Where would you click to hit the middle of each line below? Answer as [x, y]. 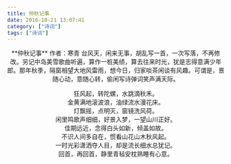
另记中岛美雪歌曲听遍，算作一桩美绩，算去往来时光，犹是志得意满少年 [122, 62]
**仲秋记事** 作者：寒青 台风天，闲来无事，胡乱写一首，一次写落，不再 [113, 53]
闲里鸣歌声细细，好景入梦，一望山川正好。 [116, 120]
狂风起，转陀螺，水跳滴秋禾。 [116, 94]
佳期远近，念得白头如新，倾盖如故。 [116, 128]
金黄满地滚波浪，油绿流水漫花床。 [116, 102]
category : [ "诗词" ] [34, 26]
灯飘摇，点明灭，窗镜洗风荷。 [116, 111]
